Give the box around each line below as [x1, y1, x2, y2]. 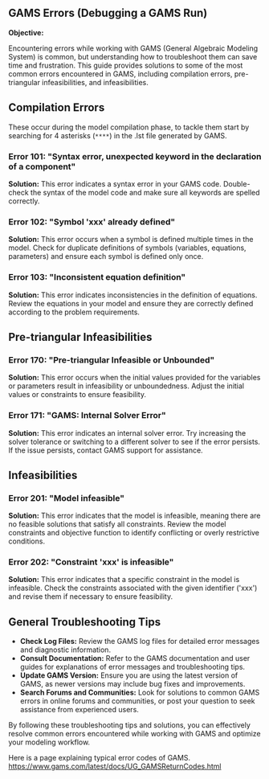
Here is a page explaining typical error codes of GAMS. [8, 753, 191, 763]
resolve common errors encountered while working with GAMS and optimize [8, 729, 261, 739]
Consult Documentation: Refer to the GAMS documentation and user [19, 654, 251, 663]
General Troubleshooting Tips [8, 615, 161, 629]
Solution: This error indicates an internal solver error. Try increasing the [8, 428, 247, 437]
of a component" [8, 161, 76, 172]
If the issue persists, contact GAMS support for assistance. [8, 445, 203, 455]
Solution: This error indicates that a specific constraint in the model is [8, 575, 240, 584]
